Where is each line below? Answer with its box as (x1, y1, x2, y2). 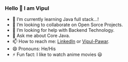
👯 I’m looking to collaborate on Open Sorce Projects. (12, 22, 123, 28)
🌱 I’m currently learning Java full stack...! (12, 16, 99, 23)
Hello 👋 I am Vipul (5, 5, 49, 12)
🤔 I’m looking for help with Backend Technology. (12, 27, 115, 33)
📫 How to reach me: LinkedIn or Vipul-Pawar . (12, 38, 109, 45)
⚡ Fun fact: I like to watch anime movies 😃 (12, 51, 102, 58)
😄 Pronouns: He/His (12, 46, 56, 52)
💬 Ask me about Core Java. (12, 33, 70, 39)
